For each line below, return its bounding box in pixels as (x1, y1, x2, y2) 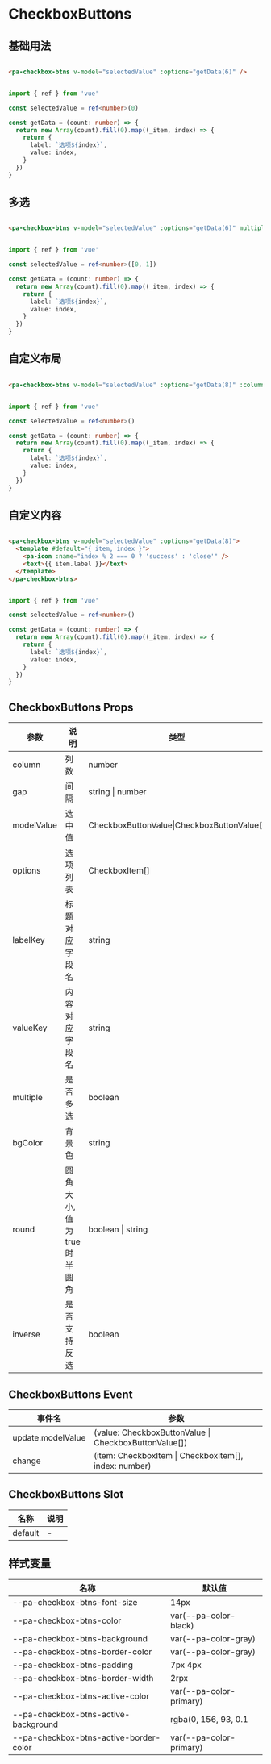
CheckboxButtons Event (8, 1387, 133, 1401)
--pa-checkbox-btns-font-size (12, 1596, 138, 1608)
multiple (12, 1092, 43, 1103)
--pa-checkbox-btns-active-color (12, 1691, 150, 1702)
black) (170, 1620, 195, 1631)
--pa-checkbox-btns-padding (12, 1659, 134, 1670)
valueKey (12, 1022, 48, 1033)
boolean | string (88, 1224, 148, 1235)
